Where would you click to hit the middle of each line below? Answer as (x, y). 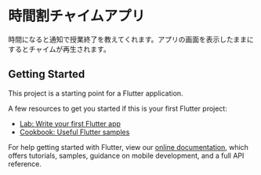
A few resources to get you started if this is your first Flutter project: (118, 108)
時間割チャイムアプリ (77, 16)
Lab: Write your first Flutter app (70, 123)
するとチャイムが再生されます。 (60, 49)
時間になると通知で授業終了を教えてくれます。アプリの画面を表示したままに (131, 39)
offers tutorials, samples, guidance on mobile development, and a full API (126, 155)
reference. (25, 164)
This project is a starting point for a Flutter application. (96, 93)
